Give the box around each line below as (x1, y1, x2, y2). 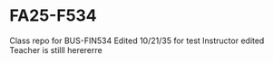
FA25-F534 (9, 5, 97, 26)
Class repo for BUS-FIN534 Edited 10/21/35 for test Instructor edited (9, 35, 265, 46)
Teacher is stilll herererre (9, 44, 102, 55)
